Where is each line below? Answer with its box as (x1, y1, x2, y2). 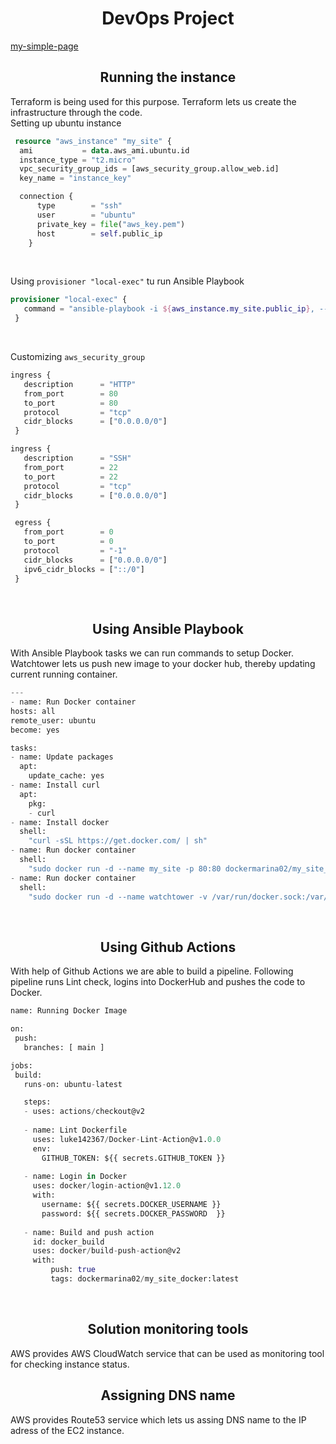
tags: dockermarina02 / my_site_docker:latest (50, 1274, 240, 1284)
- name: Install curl (10, 780, 101, 791)
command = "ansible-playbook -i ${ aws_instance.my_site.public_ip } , (23, 304, 315, 314)
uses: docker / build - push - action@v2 (32, 1246, 182, 1256)
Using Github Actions (99, 938, 237, 956)
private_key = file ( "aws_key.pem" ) (36, 219, 186, 229)
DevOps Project (101, 7, 235, 30)
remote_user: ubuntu (10, 715, 97, 726)
